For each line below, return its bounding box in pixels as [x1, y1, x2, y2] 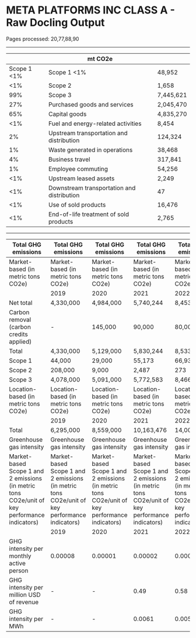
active [9, 559, 26, 567]
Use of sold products [48, 200, 106, 208]
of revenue [9, 598, 39, 606]
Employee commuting [48, 164, 108, 173]
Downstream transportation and [48, 184, 136, 192]
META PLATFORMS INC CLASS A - [6, 4, 175, 17]
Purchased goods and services [48, 100, 134, 108]
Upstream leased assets [48, 174, 115, 182]
